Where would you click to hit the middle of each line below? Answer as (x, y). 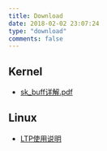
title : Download (36, 16)
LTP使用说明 (41, 138)
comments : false (36, 39)
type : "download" (38, 31)
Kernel (26, 71)
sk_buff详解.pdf (46, 92)
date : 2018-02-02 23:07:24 (54, 24)
